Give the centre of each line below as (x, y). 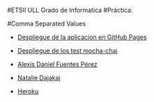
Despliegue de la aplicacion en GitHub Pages (82, 37)
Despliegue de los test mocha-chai (67, 51)
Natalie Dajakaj (39, 78)
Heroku (28, 91)
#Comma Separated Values (46, 23)
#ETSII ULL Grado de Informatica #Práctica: (70, 10)
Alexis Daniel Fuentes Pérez (57, 64)
